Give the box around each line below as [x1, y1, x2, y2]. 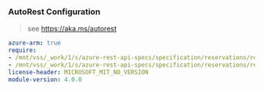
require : [8, 46, 37, 55]
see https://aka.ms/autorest [27, 24, 117, 34]
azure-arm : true [8, 39, 61, 47]
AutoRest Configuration [8, 6, 101, 17]
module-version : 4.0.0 [8, 75, 82, 84]
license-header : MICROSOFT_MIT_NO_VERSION [8, 68, 149, 76]
